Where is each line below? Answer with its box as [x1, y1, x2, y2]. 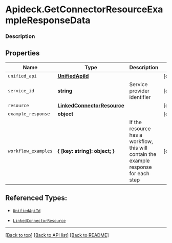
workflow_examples [8, 148, 53, 154]
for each [129, 170, 149, 177]
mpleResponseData [5, 14, 91, 26]
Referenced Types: [5, 194, 68, 202]
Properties [5, 49, 40, 57]
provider [129, 87, 150, 94]
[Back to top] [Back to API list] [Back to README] [5, 232, 109, 238]
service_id [8, 88, 34, 93]
